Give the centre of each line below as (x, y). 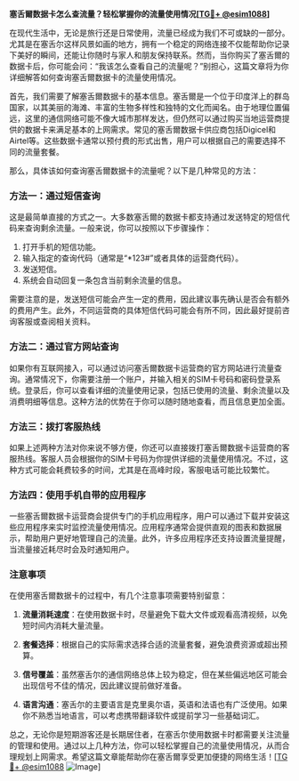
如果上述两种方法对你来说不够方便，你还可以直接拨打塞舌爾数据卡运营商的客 (149, 447)
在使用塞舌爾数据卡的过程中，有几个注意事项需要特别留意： (118, 596)
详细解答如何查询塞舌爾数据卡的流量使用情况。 (95, 77)
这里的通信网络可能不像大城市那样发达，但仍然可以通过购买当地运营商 (153, 118)
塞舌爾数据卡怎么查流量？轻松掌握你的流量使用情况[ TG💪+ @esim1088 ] (140, 14)
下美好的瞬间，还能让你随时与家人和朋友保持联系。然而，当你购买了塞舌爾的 (149, 55)
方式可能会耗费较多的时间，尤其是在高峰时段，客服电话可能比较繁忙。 (145, 470)
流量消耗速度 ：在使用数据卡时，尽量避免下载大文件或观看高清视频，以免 (154, 615)
